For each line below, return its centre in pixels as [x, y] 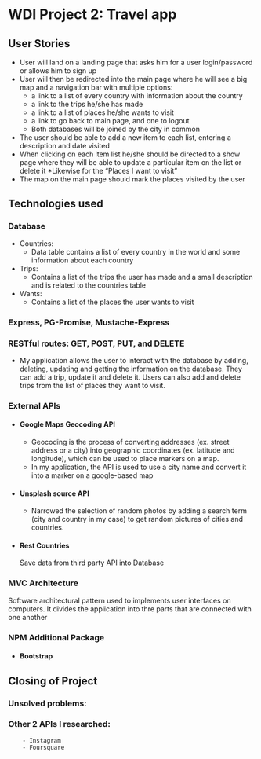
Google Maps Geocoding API [67, 424]
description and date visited [64, 146]
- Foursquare [43, 747]
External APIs [34, 405]
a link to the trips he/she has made [87, 104]
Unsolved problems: [48, 703]
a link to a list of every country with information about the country [137, 95]
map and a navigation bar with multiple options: [96, 87]
